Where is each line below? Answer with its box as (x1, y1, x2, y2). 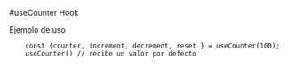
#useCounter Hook (9, 8, 79, 18)
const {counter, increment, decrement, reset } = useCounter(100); (25, 41, 280, 50)
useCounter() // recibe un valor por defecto (25, 49, 197, 58)
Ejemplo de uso (9, 25, 67, 34)
